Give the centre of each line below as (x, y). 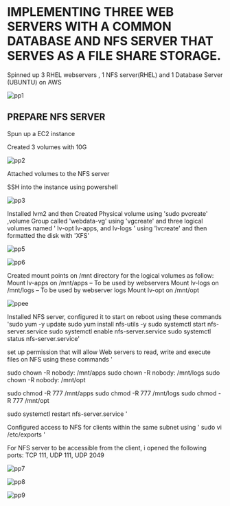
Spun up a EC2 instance (41, 133)
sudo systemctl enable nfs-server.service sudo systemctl (130, 331)
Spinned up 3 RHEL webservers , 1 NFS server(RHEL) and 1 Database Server (115, 75)
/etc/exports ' (26, 434)
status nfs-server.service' (44, 338)
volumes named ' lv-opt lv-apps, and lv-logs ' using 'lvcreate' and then (107, 228)
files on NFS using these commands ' (60, 359)
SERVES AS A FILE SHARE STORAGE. (114, 56)
